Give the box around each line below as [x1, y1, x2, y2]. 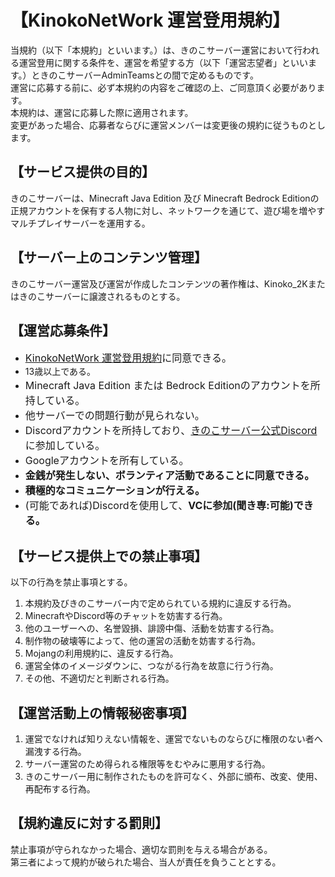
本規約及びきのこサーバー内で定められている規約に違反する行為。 [24, 597, 297, 610]
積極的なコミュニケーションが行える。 [24, 484, 205, 498]
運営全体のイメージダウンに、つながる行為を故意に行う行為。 [24, 660, 279, 672]
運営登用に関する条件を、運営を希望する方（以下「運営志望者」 [18, 56, 282, 68]
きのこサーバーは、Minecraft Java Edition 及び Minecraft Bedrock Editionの [10, 192, 320, 204]
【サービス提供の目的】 [10, 164, 155, 181]
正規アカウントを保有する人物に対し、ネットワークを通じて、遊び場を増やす [10, 204, 326, 216]
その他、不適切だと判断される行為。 [24, 672, 175, 685]
